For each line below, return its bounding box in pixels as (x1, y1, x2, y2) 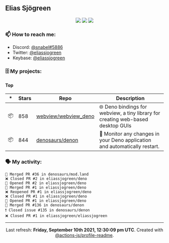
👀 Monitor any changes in (99, 130, 160, 137)
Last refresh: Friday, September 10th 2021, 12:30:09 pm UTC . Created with (6, 226, 163, 233)
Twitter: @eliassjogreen (12, 50, 62, 56)
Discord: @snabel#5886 (12, 44, 63, 50)
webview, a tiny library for (99, 110, 160, 117)
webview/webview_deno (36, 113, 95, 120)
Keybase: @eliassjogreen (12, 55, 65, 61)
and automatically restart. (99, 143, 160, 150)
